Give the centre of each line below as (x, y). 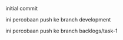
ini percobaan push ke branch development (58, 19)
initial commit (22, 8)
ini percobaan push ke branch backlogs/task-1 (62, 31)
